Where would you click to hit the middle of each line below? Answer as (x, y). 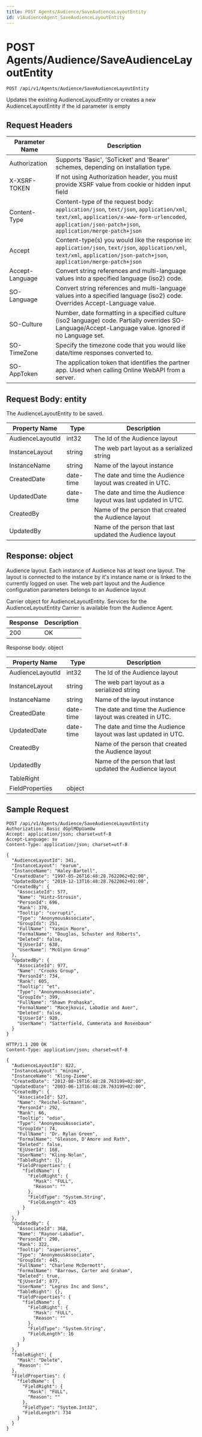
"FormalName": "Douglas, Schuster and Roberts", (79, 934)
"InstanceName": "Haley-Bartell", (55, 871)
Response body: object (35, 648)
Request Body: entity (47, 399)
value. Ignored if (162, 328)
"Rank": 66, (32, 1113)
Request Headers (39, 125)
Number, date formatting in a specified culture (121, 313)
